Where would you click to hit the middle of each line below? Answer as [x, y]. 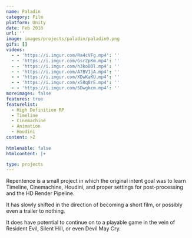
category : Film [25, 17]
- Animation [26, 126]
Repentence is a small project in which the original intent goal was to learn [96, 181]
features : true [25, 99]
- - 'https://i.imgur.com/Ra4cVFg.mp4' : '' [65, 55]
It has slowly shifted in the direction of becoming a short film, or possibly [94, 205]
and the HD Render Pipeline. [40, 193]
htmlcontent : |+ [26, 153]
